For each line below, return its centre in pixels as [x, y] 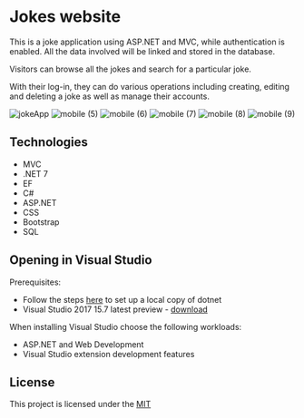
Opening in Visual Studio [81, 260]
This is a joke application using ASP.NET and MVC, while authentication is [147, 42]
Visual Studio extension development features [108, 354]
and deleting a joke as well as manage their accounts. [110, 96]
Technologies [49, 142]
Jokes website [65, 17]
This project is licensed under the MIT [80, 404]
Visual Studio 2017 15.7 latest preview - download [115, 309]
